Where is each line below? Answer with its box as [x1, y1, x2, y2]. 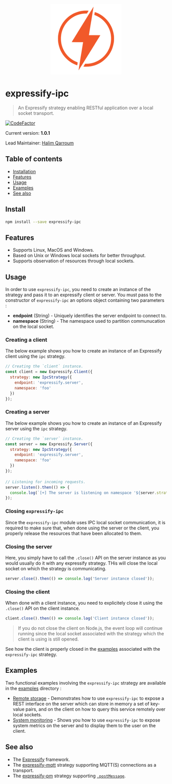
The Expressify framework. [12, 756, 70, 762]
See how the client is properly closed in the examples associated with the [5, 646, 160, 652]
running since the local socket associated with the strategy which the [17, 630, 164, 636]
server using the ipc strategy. [5, 425, 68, 431]
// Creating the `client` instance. [5, 364, 83, 369]
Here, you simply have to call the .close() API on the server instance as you [5, 554, 166, 561]
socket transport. [17, 110, 55, 116]
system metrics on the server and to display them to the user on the [12, 722, 156, 729]
